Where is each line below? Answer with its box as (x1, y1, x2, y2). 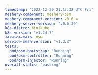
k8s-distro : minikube (5, 26, 50, 31)
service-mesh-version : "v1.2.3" (5, 39, 71, 44)
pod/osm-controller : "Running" (9, 53, 74, 58)
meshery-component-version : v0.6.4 (5, 16, 78, 21)
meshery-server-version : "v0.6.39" (5, 21, 78, 26)
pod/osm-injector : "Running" (9, 58, 69, 63)
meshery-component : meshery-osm (5, 12, 71, 17)
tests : (5, 44, 19, 49)
